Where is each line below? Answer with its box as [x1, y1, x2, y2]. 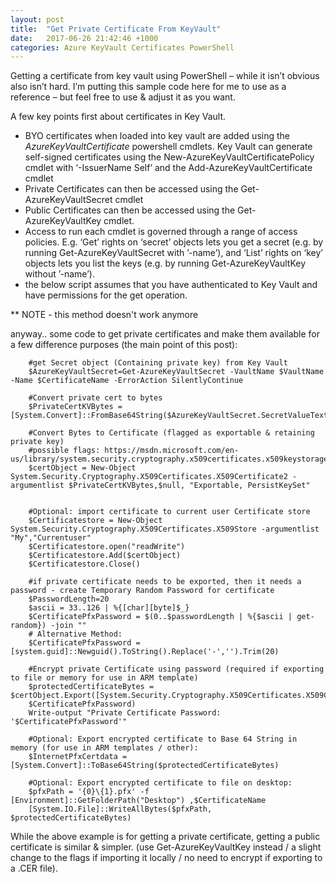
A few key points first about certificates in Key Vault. [10, 111, 227, 123]
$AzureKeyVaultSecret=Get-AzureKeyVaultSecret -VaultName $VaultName [28, 367, 325, 377]
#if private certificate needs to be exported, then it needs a [28, 577, 302, 587]
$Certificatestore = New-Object [28, 516, 163, 526]
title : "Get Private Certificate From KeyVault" [10, 24, 222, 34]
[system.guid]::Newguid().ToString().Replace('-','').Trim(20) [10, 647, 280, 657]
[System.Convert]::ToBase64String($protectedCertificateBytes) [10, 761, 280, 771]
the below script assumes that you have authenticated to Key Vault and [24, 279, 318, 291]
